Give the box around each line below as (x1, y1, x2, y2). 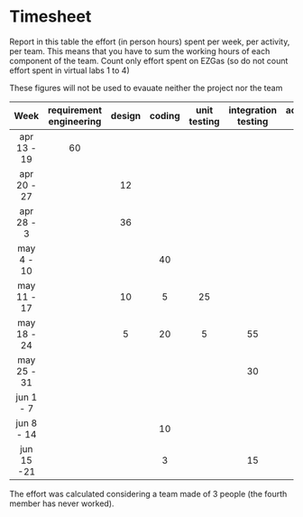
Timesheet (9, 6, 92, 27)
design (110, 109, 142, 122)
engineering (48, 115, 102, 127)
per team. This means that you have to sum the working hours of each (9, 45, 271, 56)
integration (228, 104, 278, 116)
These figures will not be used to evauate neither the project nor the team (9, 82, 283, 93)
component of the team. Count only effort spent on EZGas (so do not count (9, 55, 289, 66)
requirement (48, 104, 102, 116)
